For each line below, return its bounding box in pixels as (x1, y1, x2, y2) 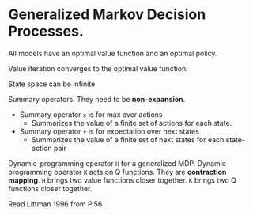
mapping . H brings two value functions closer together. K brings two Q (8, 175, 237, 185)
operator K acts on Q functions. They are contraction (54, 167, 227, 176)
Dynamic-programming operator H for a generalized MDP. (8, 158, 196, 168)
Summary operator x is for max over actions (19, 109, 163, 119)
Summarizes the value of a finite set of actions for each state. (31, 118, 232, 127)
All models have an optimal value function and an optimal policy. (8, 48, 217, 58)
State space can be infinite (8, 79, 96, 89)
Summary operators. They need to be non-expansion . (8, 94, 186, 104)
